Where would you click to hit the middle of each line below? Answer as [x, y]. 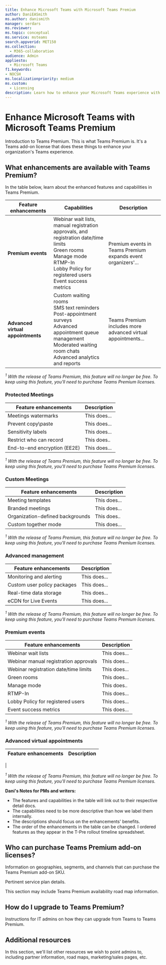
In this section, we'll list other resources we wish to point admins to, [74, 952]
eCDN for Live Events [33, 601]
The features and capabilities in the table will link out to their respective [85, 800]
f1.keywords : [19, 70]
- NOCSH [13, 74]
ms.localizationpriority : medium [40, 79]
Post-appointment [75, 314]
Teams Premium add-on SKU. [35, 872]
